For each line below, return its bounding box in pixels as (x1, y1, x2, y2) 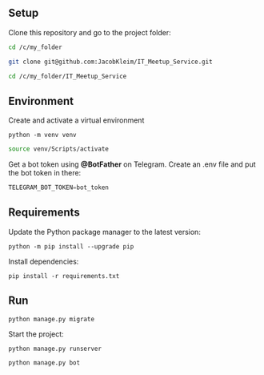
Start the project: (8, 329, 64, 339)
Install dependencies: (8, 256, 79, 266)
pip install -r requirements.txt (8, 272, 120, 280)
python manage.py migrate (8, 315, 94, 323)
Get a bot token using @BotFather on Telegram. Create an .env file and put (8, 159, 256, 169)
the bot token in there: (8, 168, 82, 178)
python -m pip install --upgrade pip (8, 242, 134, 251)
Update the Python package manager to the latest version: (8, 227, 202, 236)
